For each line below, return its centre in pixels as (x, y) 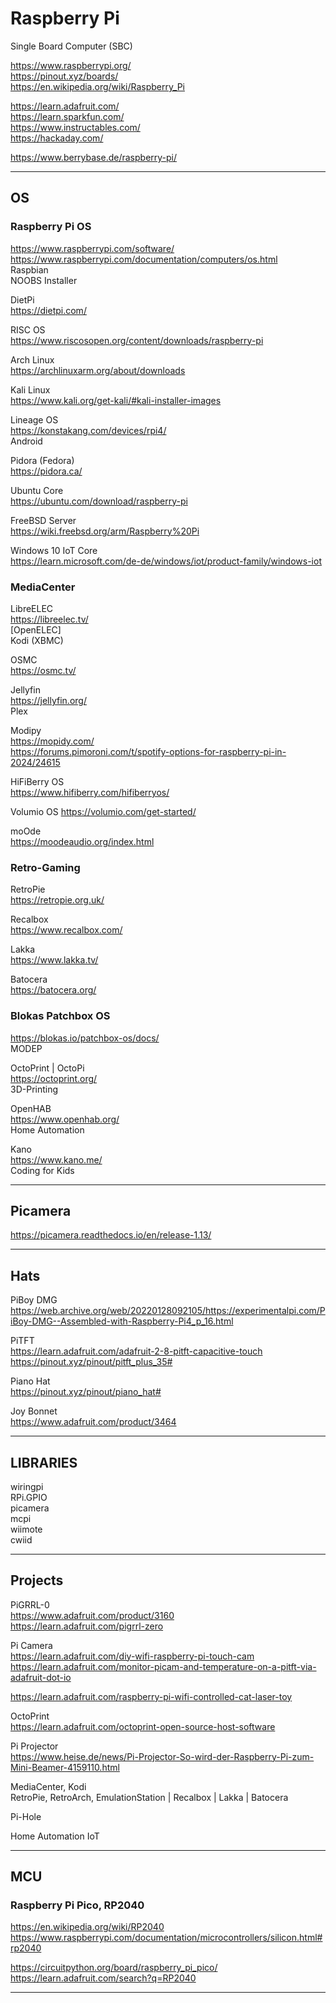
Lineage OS (34, 419)
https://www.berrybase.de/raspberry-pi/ (94, 157)
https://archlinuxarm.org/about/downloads (98, 370)
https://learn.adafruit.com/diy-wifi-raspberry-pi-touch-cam (132, 1656)
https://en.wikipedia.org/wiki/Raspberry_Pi (97, 86)
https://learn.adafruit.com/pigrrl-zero (87, 1626)
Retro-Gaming (45, 867)
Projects (37, 1580)
